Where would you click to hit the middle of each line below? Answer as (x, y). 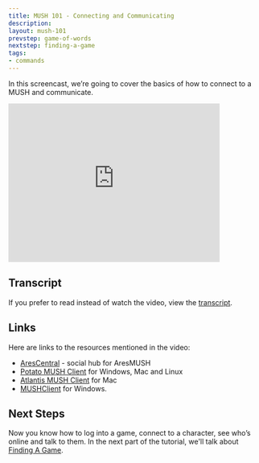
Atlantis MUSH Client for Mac (68, 380)
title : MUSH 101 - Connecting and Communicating (91, 16)
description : (30, 23)
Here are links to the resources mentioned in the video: (99, 347)
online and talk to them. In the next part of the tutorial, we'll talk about (123, 442)
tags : (17, 53)
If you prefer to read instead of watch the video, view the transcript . (121, 302)
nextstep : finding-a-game (51, 46)
